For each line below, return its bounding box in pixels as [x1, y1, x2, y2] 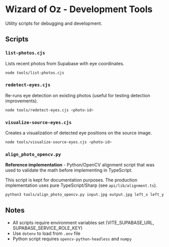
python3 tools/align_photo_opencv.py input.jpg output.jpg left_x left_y [5, 192, 164, 197]
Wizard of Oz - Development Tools [5, 4, 153, 15]
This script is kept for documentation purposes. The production [5, 177, 138, 183]
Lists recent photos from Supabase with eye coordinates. [5, 60, 124, 66]
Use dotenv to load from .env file [12, 230, 81, 236]
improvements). [5, 98, 38, 104]
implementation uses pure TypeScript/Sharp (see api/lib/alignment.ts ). [5, 182, 157, 188]
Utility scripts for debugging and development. [5, 20, 103, 26]
